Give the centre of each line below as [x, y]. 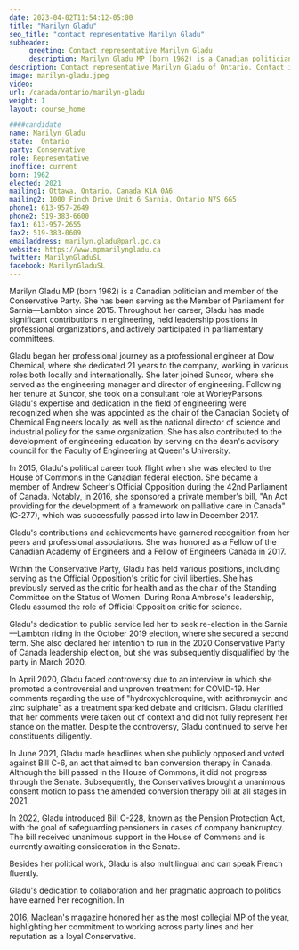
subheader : [29, 42]
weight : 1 [28, 100]
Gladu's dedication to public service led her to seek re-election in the [136, 624]
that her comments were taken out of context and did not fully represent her [149, 717]
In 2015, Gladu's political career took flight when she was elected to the [140, 468]
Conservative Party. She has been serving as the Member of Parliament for [147, 301]
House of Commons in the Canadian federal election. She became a [133, 477]
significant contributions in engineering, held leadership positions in [133, 319]
